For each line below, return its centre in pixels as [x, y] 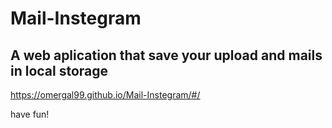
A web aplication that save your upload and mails [166, 55]
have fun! [30, 114]
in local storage [59, 70]
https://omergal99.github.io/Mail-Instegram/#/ [105, 95]
